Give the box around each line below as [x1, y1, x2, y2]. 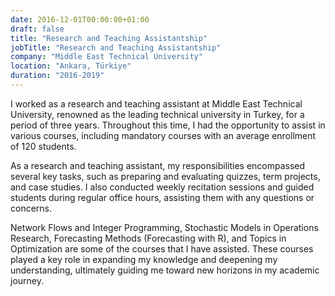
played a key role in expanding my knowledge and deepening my [10, 253, 278, 265]
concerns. [10, 202, 53, 214]
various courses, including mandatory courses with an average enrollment [10, 129, 317, 141]
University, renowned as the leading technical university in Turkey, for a [10, 108, 305, 120]
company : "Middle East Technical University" [10, 52, 203, 62]
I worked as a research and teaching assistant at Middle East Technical [10, 97, 303, 110]
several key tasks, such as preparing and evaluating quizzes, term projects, [10, 170, 321, 182]
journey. [10, 274, 44, 286]
